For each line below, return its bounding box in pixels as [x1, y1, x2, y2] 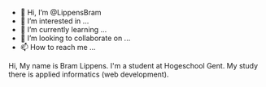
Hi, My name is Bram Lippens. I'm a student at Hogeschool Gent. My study [8, 61, 259, 70]
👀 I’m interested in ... [20, 16, 89, 26]
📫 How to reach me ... [20, 43, 96, 52]
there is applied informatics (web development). [8, 69, 169, 79]
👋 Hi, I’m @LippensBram [20, 8, 102, 17]
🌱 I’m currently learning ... [20, 25, 107, 34]
